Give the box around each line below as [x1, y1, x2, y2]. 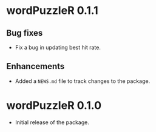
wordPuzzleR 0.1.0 [6, 99, 102, 112]
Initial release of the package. [15, 119, 89, 126]
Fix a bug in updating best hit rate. [15, 44, 101, 51]
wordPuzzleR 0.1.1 [6, 4, 98, 18]
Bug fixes [6, 28, 43, 38]
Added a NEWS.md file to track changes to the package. [15, 77, 151, 85]
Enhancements [6, 61, 65, 71]
